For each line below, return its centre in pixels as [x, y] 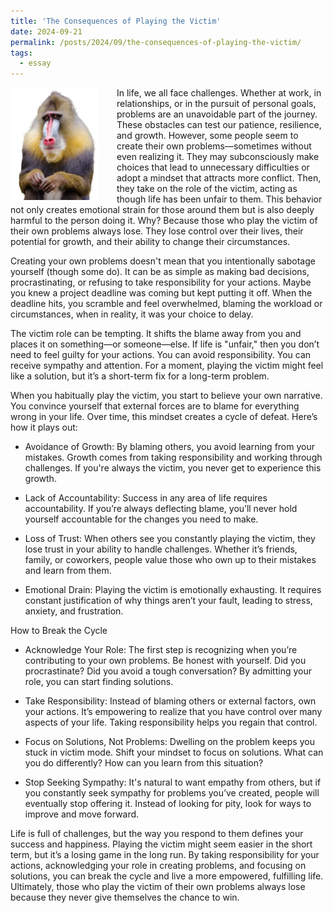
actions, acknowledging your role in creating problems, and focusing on [158, 866]
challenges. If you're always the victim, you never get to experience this [173, 468]
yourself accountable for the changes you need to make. [141, 519]
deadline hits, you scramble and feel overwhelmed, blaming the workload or [166, 304]
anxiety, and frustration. [74, 611]
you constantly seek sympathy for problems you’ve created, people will [172, 793]
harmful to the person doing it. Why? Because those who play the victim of [164, 221]
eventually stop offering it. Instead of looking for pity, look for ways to [168, 804]
